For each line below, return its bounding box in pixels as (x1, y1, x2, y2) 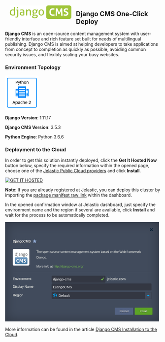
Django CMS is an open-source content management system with (5, 31, 139, 36)
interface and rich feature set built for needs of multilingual (22, 35, 141, 42)
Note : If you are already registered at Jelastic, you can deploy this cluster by (5, 187, 161, 193)
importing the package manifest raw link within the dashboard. (5, 192, 132, 198)
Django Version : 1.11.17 (5, 115, 51, 121)
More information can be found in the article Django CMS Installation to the (5, 326, 157, 333)
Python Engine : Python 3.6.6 (5, 134, 64, 140)
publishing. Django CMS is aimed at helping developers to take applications (5, 41, 159, 47)
